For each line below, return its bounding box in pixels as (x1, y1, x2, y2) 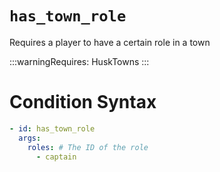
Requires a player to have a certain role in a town (9, 36, 211, 48)
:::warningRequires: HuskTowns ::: (9, 55, 150, 67)
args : (18, 133, 42, 143)
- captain (35, 152, 77, 162)
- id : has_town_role (9, 123, 96, 134)
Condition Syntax (9, 91, 157, 114)
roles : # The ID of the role (27, 142, 149, 152)
